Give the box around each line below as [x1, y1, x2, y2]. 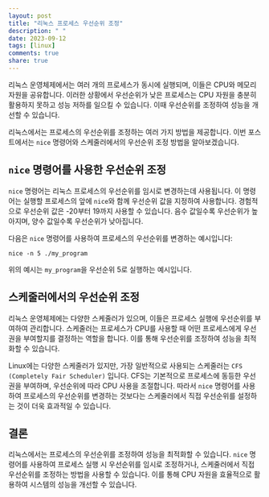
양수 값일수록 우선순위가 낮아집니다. [31, 216, 144, 226]
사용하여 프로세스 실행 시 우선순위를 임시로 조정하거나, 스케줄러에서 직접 [29, 460, 255, 470]
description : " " [8, 27, 67, 35]
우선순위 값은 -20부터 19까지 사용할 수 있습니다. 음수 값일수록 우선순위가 [22, 206, 251, 216]
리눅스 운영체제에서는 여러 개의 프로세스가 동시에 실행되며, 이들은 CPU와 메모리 [8, 80, 257, 89]
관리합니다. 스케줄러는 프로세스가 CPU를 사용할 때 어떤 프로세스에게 [29, 323, 243, 333]
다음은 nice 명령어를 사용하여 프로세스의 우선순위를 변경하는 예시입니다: [8, 233, 233, 242]
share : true [8, 57, 48, 65]
